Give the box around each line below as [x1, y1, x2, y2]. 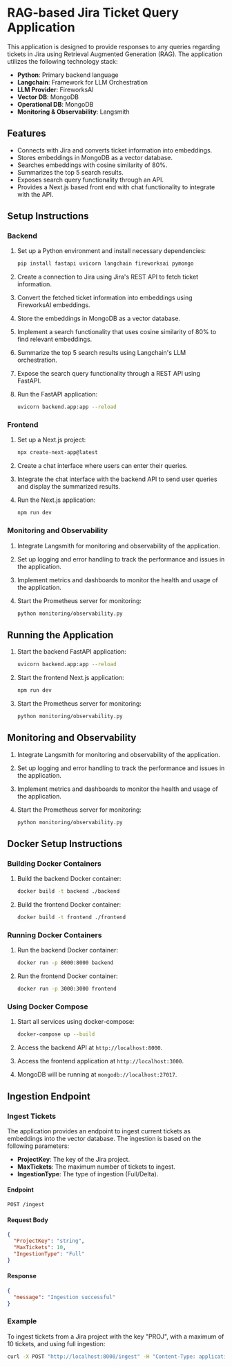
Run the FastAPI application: [17, 390, 98, 399]
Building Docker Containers [7, 858, 101, 868]
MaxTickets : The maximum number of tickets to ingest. [17, 1163, 176, 1171]
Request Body [7, 1215, 48, 1224]
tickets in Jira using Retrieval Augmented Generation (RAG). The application [7, 50, 223, 58]
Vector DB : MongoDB [17, 92, 79, 101]
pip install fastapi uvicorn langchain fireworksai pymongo [17, 260, 194, 268]
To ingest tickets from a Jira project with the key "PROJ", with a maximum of [7, 1332, 224, 1341]
